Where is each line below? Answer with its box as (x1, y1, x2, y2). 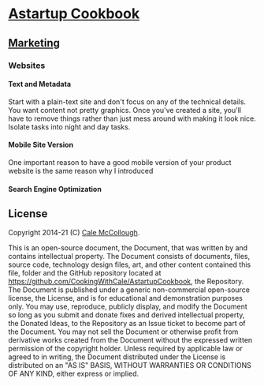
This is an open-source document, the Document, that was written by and (8, 243, 248, 253)
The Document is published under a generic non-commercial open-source (8, 285, 251, 294)
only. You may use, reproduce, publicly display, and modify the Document (8, 302, 248, 312)
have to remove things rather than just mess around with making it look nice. (8, 114, 256, 123)
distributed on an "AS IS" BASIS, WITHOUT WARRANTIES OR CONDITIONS (8, 361, 252, 370)
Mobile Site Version (8, 140, 73, 150)
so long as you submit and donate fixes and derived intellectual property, (8, 310, 245, 320)
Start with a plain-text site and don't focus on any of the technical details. (8, 96, 247, 107)
